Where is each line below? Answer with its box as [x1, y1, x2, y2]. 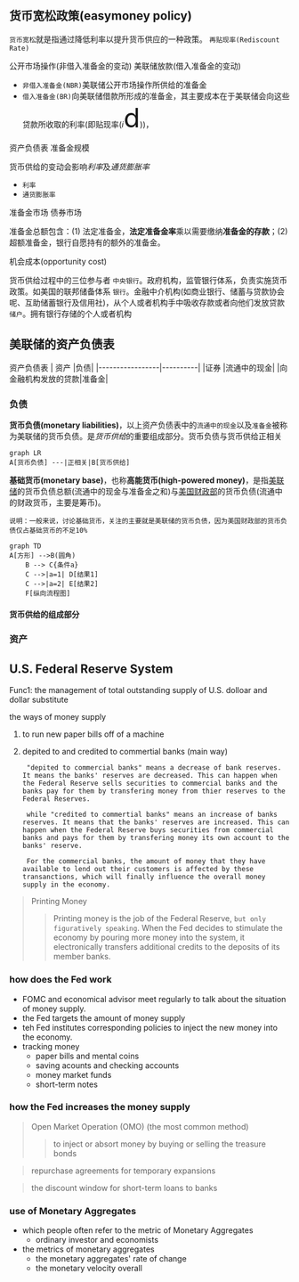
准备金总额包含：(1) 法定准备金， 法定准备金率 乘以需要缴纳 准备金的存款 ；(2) [9, 225, 288, 236]
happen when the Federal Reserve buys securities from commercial [21, 826, 274, 835]
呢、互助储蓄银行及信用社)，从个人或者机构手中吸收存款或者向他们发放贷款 [9, 297, 286, 307]
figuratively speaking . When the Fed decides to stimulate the [53, 923, 283, 934]
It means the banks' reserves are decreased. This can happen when [21, 772, 278, 780]
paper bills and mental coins [35, 1050, 140, 1061]
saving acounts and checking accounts [35, 1059, 180, 1071]
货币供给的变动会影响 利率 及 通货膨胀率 [9, 161, 149, 172]
